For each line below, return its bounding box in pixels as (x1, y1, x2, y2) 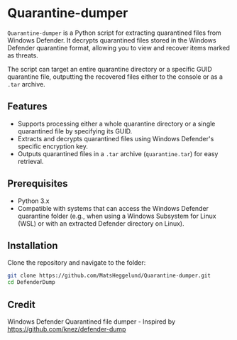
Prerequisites (7, 177, 68, 190)
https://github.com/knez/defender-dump (7, 324, 126, 333)
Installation (7, 239, 58, 251)
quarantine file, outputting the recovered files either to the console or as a (7, 72, 224, 81)
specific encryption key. (17, 142, 89, 150)
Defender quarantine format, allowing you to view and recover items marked (7, 43, 231, 52)
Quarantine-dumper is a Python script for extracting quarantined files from (7, 28, 221, 37)
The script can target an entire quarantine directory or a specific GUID (7, 65, 213, 73)
